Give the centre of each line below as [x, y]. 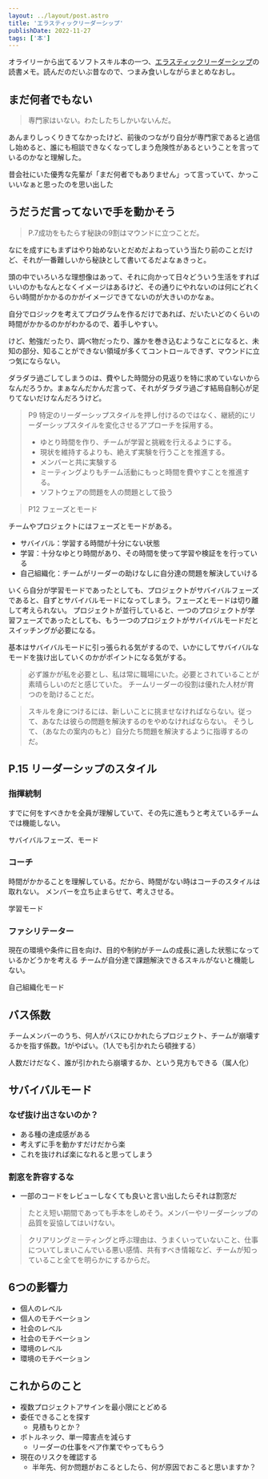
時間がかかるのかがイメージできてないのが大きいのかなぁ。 [120, 296]
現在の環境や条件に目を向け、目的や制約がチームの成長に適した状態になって [134, 950]
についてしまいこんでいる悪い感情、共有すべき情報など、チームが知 [139, 1249]
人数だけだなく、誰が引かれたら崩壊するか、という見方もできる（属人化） [131, 1063]
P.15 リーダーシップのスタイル [83, 769]
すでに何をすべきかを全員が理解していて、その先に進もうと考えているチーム [134, 813]
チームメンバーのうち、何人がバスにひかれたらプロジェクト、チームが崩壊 [131, 1035]
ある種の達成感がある [55, 1134]
